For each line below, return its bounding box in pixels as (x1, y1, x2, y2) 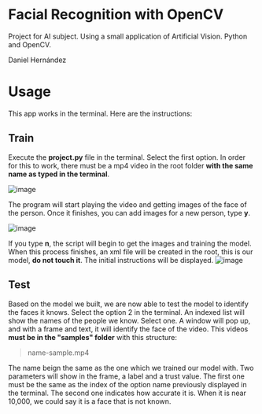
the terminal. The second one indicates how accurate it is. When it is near (8, 388, 246, 397)
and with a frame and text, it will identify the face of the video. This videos (8, 324, 249, 334)
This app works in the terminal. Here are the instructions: (8, 109, 193, 118)
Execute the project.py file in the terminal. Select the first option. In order (8, 152, 246, 162)
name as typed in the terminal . (8, 169, 110, 179)
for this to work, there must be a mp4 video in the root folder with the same (8, 161, 253, 170)
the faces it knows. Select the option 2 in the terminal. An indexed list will (8, 307, 245, 316)
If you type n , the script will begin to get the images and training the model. (8, 238, 252, 248)
